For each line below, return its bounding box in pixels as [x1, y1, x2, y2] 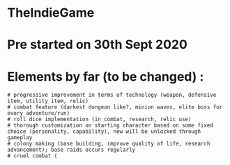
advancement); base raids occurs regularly [7, 146, 136, 154]
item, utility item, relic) [7, 97, 89, 105]
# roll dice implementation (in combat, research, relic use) [7, 116, 192, 123]
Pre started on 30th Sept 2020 [7, 37, 188, 53]
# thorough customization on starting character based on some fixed [7, 122, 214, 129]
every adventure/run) [7, 110, 70, 117]
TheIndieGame [7, 5, 95, 21]
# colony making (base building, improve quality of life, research [7, 141, 210, 148]
